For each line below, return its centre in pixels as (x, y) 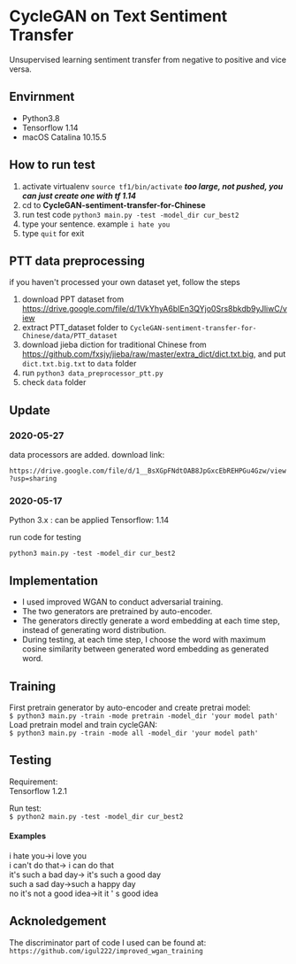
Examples (28, 836)
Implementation (54, 580)
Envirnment (42, 97)
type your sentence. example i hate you (96, 224)
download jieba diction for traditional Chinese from (114, 345)
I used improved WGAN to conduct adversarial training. (122, 602)
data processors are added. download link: (87, 455)
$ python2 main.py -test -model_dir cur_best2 (96, 816)
